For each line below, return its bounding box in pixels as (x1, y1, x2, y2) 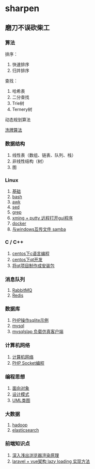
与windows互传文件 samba (12, 226, 66, 232)
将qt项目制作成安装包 (12, 263, 55, 268)
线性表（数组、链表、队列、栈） (12, 152, 76, 158)
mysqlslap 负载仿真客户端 (12, 329, 64, 335)
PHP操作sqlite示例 (12, 318, 49, 323)
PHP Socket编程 (12, 360, 45, 366)
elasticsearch (12, 427, 39, 433)
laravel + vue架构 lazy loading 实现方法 (12, 458, 90, 464)
